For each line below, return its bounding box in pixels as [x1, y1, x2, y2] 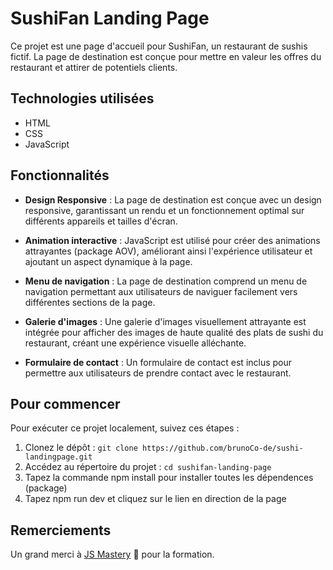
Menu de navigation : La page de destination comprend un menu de [24, 275, 308, 287]
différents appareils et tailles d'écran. [24, 215, 178, 227]
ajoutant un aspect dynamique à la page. [24, 255, 193, 267]
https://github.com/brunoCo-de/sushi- [141, 443, 304, 454]
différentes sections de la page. [24, 296, 156, 308]
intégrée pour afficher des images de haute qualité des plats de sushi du [24, 326, 324, 338]
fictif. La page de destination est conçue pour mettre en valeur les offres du [10, 50, 322, 62]
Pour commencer [10, 395, 121, 412]
